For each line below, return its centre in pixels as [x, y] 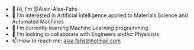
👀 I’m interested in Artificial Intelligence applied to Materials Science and [100, 15]
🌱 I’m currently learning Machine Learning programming [80, 28]
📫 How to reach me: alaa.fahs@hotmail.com [66, 41]
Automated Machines [38, 21]
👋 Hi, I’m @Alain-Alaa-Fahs [45, 9]
